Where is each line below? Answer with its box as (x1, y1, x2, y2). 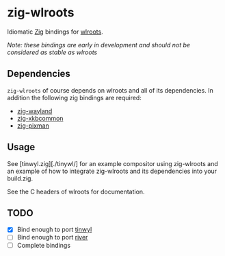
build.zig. (7, 174, 33, 183)
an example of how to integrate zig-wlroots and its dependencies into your (7, 167, 217, 175)
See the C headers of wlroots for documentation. (7, 187, 145, 196)
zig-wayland (16, 106, 53, 115)
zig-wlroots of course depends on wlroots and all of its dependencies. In (7, 86, 213, 94)
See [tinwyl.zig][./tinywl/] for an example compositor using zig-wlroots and (7, 159, 218, 167)
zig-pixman (16, 121, 49, 130)
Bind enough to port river (16, 233, 88, 242)
